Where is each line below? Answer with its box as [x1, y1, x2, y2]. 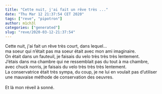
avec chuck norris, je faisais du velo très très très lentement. [5, 64, 127, 70]
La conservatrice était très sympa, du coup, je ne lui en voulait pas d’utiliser [5, 69, 158, 75]
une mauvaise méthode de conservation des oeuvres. [5, 74, 114, 80]
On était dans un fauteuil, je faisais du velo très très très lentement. [5, 54, 140, 59]
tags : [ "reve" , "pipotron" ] [5, 16, 63, 21]
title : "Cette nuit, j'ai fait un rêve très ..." [5, 7, 109, 12]
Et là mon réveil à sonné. [5, 85, 55, 90]
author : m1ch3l [5, 20, 36, 26]
